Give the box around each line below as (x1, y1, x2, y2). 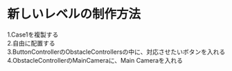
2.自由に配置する (7, 39, 55, 47)
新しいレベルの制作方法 (7, 6, 141, 22)
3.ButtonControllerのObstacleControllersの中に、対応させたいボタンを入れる (7, 48, 226, 56)
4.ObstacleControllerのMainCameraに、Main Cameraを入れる (7, 56, 184, 64)
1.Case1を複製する (7, 30, 59, 39)
